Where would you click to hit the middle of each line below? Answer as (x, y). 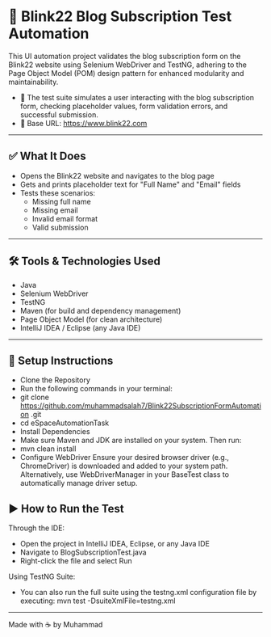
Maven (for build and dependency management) (100, 310)
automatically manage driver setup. (79, 483)
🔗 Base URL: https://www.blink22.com (83, 123)
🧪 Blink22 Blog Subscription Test (120, 17)
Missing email (55, 210)
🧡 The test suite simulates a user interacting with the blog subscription (137, 97)
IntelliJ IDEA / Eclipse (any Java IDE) (80, 327)
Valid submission (60, 227)
